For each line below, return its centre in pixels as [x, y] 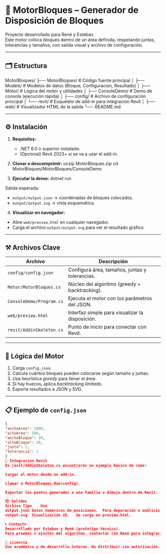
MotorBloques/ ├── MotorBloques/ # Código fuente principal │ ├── [75, 80]
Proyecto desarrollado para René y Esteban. [50, 34]
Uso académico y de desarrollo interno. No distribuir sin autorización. [83, 547]
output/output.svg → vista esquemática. [54, 203]
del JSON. [80, 305]
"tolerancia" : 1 [22, 452]
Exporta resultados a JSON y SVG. [47, 389]
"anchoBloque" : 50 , [25, 438]
